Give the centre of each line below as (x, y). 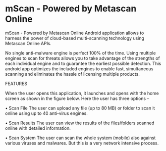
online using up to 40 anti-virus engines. (46, 113)
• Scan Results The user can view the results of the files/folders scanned (80, 123)
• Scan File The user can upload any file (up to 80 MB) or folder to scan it (80, 108)
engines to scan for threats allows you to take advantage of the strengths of (83, 58)
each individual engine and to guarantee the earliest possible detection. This (83, 63)
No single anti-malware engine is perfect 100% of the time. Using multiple (81, 53)
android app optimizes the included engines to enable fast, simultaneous (79, 69)
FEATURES (16, 83)
